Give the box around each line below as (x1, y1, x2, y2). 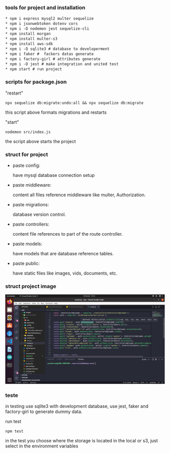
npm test (5, 429, 24, 434)
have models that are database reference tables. (12, 250, 114, 256)
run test (5, 419, 22, 425)
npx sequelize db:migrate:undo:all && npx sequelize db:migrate (5, 100, 144, 105)
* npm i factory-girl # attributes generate (5, 57, 101, 62)
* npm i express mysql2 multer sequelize (5, 16, 94, 21)
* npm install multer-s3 (5, 36, 58, 41)
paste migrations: (12, 201, 49, 207)
